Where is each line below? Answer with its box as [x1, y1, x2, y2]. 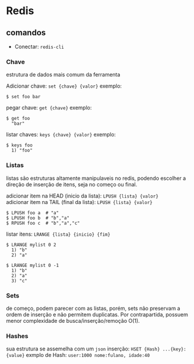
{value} [6, 353, 25, 359]
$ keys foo [6, 142, 33, 148]
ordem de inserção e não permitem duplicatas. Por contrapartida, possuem [6, 310, 188, 318]
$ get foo [6, 116, 31, 122]
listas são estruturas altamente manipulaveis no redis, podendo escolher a [6, 175, 186, 182]
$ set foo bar [6, 94, 41, 100]
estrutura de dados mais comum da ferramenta [6, 71, 121, 78]
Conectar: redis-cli [14, 43, 65, 50]
